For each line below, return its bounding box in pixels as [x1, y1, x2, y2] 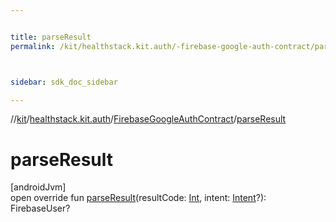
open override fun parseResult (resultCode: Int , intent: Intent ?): [10, 192, 267, 204]
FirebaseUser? [10, 202, 71, 215]
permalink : [10, 41, 56, 51]
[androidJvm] [10, 181, 67, 193]
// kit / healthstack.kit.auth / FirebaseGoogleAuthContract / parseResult [10, 113, 287, 125]
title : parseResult [10, 32, 92, 42]
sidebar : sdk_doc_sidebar [10, 77, 118, 87]
